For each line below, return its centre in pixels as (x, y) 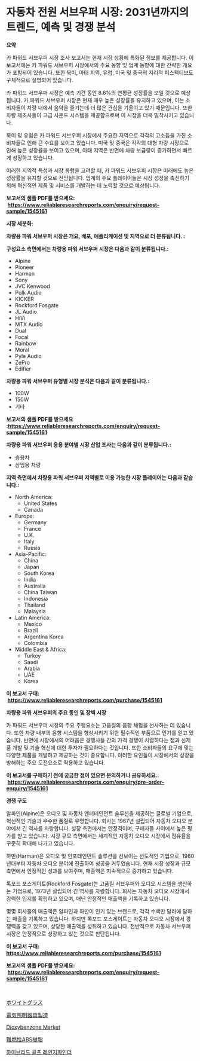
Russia (32, 548)
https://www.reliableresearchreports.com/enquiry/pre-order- (86, 782)
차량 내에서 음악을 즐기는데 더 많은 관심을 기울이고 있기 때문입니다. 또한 (110, 108)
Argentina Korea (44, 637)
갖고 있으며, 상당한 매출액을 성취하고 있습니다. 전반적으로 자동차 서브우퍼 (106, 926)
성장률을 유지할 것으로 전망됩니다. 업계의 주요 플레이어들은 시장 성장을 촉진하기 (98, 178)
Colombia (36, 643)
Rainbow (26, 343)
